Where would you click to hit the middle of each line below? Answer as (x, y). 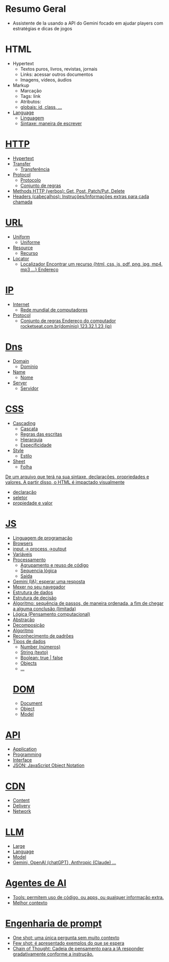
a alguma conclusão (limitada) (44, 608)
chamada (22, 202)
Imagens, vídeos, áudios (46, 79)
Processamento (29, 560)
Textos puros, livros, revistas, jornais (59, 69)
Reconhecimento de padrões (43, 636)
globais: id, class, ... (41, 107)
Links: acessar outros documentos (57, 74)
